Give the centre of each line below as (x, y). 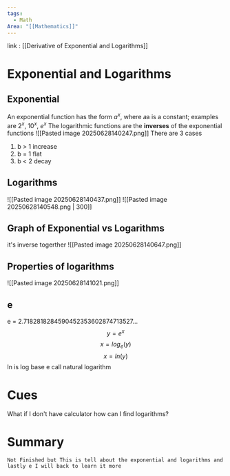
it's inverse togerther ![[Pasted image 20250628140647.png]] (94, 245)
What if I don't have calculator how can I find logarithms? (88, 414)
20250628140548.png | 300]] (50, 207)
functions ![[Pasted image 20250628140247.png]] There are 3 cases (105, 133)
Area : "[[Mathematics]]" (43, 26)
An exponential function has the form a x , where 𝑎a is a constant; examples (113, 116)
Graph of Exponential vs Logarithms (86, 228)
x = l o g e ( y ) (116, 345)
